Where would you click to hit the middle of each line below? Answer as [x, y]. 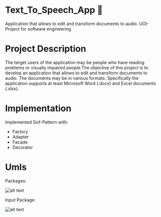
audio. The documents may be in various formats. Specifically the [72, 78]
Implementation [38, 108]
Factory [20, 131]
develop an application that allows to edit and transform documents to [76, 73]
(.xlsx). [12, 89]
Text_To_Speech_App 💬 [54, 10]
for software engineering [46, 29]
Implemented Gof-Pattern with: [37, 122]
